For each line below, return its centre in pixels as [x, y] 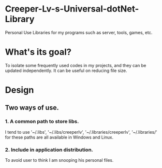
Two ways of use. [32, 108]
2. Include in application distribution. [49, 150]
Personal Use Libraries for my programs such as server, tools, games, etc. [79, 32]
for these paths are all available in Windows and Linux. [59, 137]
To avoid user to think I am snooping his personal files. [59, 160]
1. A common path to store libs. [42, 122]
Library [20, 19]
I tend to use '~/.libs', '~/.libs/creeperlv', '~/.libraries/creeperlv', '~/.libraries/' [81, 132]
